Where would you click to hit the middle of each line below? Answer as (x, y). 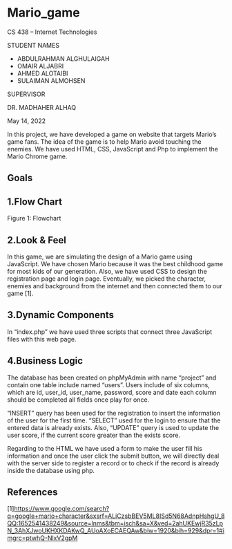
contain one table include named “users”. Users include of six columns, (109, 384)
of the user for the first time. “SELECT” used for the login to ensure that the (114, 420)
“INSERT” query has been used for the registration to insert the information (114, 413)
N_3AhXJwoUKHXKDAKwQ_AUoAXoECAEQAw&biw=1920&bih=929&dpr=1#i (116, 531)
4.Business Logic (45, 361)
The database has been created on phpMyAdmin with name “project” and (112, 378)
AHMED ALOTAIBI (42, 73)
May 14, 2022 (27, 121)
